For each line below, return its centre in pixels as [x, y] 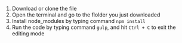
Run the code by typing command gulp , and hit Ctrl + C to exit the [94, 27]
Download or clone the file [44, 9]
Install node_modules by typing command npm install [78, 21]
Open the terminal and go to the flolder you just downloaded [86, 15]
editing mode [28, 34]
